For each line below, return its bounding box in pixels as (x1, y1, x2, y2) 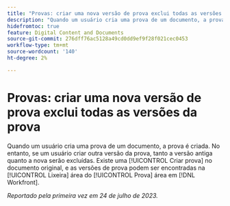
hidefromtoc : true (7, 23, 60, 29)
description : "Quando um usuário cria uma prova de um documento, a (7, 16, 207, 23)
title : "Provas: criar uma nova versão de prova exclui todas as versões (7, 10, 222, 17)
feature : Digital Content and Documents (7, 29, 125, 36)
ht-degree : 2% (7, 55, 48, 62)
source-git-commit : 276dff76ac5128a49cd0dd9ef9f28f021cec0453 (7, 36, 188, 42)
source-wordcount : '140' (7, 49, 78, 55)
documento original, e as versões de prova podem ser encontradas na (7, 164, 205, 172)
